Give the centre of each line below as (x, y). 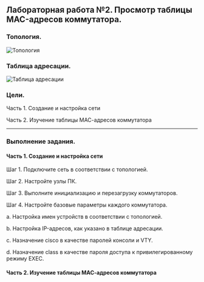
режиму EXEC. (25, 259)
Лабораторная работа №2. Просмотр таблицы (99, 10)
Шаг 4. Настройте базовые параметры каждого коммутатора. (87, 205)
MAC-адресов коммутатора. (64, 20)
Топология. (24, 37)
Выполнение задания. (41, 141)
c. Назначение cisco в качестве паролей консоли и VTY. (80, 241)
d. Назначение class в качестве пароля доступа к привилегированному (100, 252)
